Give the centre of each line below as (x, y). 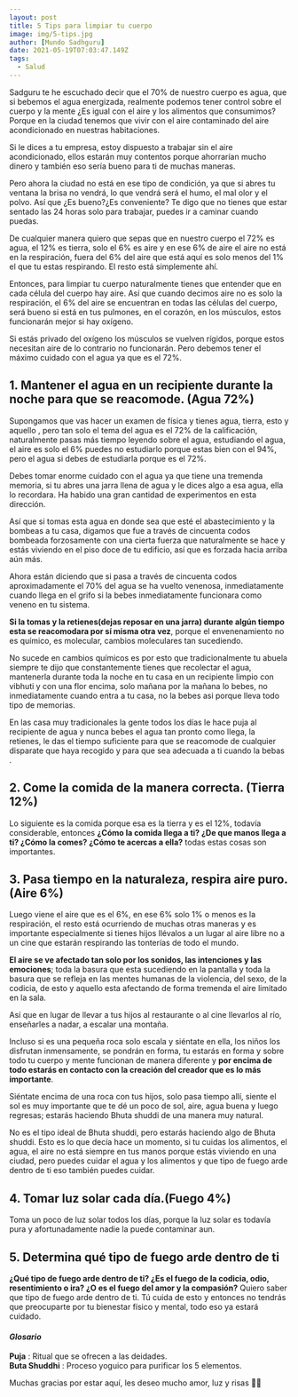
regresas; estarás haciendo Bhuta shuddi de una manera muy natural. (137, 1115)
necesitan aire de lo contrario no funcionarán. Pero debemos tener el (135, 348)
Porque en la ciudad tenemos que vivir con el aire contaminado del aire (139, 120)
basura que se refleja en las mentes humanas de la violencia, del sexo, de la (148, 979)
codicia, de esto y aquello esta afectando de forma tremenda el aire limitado (148, 988)
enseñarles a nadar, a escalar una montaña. (89, 1024)
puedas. (24, 221)
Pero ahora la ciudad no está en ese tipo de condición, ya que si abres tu (142, 183)
